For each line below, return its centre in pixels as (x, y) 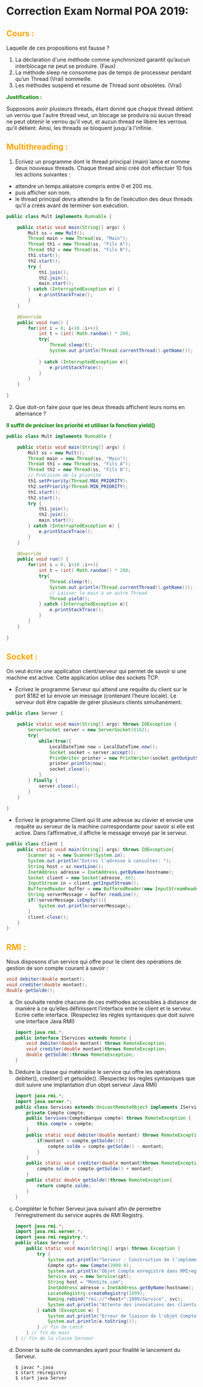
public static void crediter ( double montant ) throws (92, 1163)
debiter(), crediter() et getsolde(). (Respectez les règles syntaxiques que (105, 1078)
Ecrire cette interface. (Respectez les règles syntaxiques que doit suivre (105, 1015)
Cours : (20, 34)
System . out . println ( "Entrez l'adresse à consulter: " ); (100, 861)
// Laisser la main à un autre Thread (98, 593)
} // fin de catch (60, 1327)
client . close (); (48, 917)
